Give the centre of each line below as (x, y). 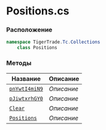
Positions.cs (38, 11)
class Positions (37, 48)
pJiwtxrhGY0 (26, 98)
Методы (19, 63)
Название (26, 78)
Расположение (29, 30)
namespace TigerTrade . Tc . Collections (53, 42)
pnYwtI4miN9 (26, 89)
